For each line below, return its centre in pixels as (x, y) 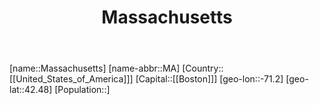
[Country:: (203, 68)
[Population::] (82, 90)
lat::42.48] (31, 90)
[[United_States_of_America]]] (71, 79)
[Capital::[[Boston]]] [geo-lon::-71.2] (209, 79)
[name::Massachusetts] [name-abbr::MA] (95, 68)
